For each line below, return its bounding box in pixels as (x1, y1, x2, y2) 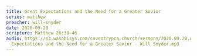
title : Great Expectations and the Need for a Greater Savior (6, 8, 161, 15)
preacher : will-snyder (6, 19, 62, 25)
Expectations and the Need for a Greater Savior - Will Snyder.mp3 (11, 41, 180, 47)
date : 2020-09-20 (6, 24, 49, 31)
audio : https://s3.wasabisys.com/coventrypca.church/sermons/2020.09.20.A (6, 36, 193, 41)
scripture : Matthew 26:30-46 (6, 30, 77, 36)
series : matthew (6, 14, 46, 20)
